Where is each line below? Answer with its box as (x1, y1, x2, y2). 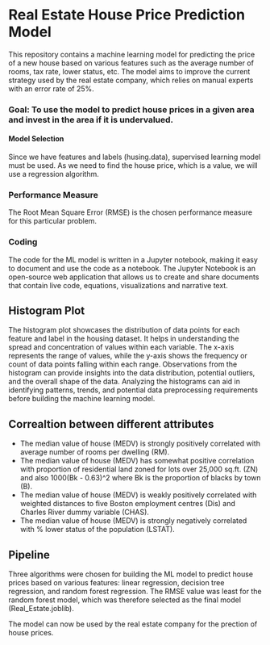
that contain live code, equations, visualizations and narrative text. (8, 280, 228, 290)
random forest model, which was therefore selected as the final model (8, 595, 242, 605)
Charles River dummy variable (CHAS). (19, 507, 149, 517)
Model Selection (8, 134, 64, 144)
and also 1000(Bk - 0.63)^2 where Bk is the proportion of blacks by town (19, 473, 261, 483)
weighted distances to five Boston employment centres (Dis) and (19, 499, 236, 509)
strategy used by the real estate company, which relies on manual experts (8, 75, 254, 85)
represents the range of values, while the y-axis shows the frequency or (8, 351, 247, 361)
